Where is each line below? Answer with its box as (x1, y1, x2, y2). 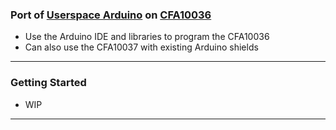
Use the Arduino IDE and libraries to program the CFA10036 (24, 31, 270, 43)
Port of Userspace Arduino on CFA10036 (10, 8, 212, 22)
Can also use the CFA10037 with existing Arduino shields (24, 41, 259, 53)
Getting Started (10, 76, 87, 90)
